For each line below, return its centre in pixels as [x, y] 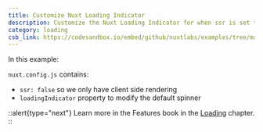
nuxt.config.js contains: [49, 74]
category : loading [38, 30]
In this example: [34, 59]
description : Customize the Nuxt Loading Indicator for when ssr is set [129, 23]
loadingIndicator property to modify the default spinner [110, 98]
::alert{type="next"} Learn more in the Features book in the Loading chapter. [131, 113]
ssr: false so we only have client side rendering [98, 90]
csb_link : [24, 37]
